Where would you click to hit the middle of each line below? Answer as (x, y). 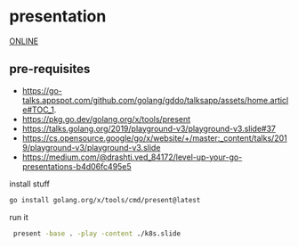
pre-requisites (50, 69)
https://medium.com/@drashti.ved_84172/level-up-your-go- (132, 157)
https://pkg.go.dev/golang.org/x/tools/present (106, 119)
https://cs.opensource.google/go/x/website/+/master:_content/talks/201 (154, 138)
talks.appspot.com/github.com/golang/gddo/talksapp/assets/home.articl (155, 100)
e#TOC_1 (38, 110)
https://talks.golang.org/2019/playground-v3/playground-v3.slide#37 (149, 128)
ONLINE (24, 41)
